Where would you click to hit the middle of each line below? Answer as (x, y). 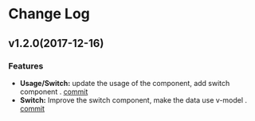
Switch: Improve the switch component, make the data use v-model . (133, 100)
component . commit (54, 92)
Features (26, 66)
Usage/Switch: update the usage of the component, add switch (125, 83)
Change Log (49, 14)
